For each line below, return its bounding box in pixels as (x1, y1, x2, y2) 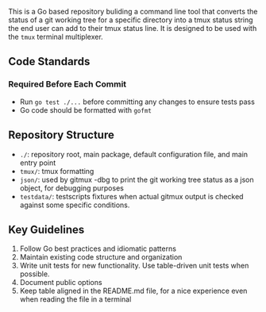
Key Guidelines (8, 222, 85, 237)
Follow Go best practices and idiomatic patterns (19, 244, 177, 253)
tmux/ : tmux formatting (19, 166, 94, 175)
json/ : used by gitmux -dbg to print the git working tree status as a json (19, 175, 254, 184)
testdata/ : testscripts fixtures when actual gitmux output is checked (19, 191, 244, 201)
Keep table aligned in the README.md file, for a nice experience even (19, 286, 248, 296)
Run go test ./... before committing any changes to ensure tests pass (19, 97, 256, 106)
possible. (19, 269, 50, 279)
